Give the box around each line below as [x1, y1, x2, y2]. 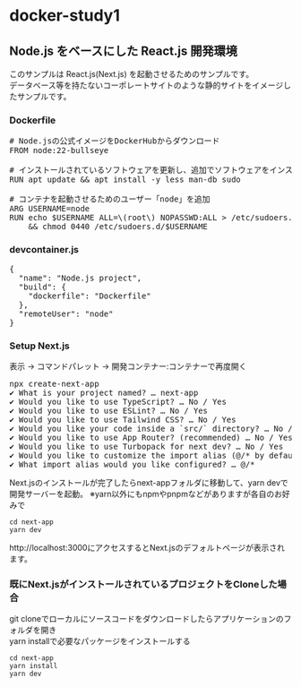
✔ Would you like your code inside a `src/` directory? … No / [9, 423, 293, 434]
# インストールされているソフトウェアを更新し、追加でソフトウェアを [9, 165, 271, 176]
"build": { [18, 281, 67, 292]
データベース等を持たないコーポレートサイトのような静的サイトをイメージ [9, 80, 284, 90]
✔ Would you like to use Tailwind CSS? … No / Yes [9, 414, 236, 425]
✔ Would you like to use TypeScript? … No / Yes [9, 396, 227, 407]
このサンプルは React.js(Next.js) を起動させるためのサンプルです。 [9, 69, 254, 79]
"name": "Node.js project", [18, 272, 142, 283]
